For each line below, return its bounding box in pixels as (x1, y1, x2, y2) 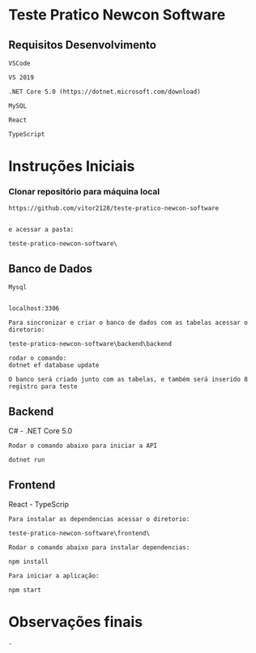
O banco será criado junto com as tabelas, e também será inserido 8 (8, 375, 249, 384)
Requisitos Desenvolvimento (8, 38, 156, 52)
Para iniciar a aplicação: (8, 571, 100, 580)
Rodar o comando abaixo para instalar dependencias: (8, 543, 190, 552)
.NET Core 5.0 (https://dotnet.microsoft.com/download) (8, 87, 201, 96)
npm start (8, 586, 42, 594)
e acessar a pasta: (8, 225, 75, 234)
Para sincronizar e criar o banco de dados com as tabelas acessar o (8, 318, 249, 327)
